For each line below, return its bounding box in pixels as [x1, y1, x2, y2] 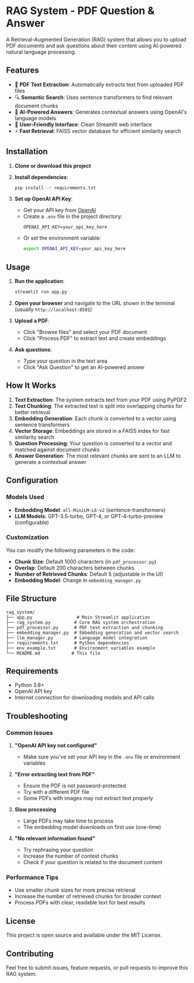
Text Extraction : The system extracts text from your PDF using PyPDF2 [14, 396, 187, 403]
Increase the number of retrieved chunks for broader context [14, 893, 162, 900]
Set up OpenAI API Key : [14, 195, 73, 203]
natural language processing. [6, 48, 77, 55]
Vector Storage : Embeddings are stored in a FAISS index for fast [14, 427, 170, 434]
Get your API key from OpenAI [23, 207, 96, 214]
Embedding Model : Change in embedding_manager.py [14, 576, 141, 583]
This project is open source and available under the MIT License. [6, 931, 162, 938]
